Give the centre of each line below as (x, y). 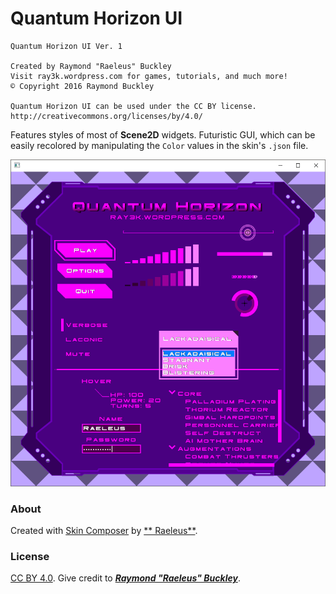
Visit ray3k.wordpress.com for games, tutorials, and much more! (149, 76)
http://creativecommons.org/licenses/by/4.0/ (106, 116)
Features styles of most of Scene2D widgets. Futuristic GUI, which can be (163, 134)
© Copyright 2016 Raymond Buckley (82, 86)
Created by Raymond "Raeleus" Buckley (91, 66)
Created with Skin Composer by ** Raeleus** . (104, 531)
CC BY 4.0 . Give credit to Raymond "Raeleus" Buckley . (125, 578)
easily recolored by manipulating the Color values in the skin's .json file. (159, 145)
